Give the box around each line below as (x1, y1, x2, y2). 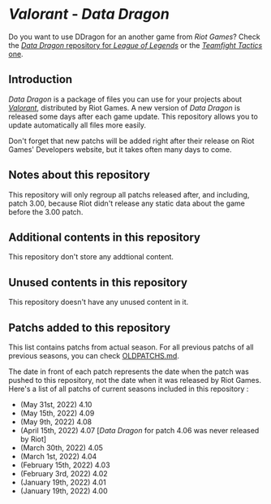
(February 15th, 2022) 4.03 (19, 460, 111, 470)
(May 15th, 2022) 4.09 (19, 408, 95, 418)
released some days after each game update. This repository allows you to (8, 111, 258, 121)
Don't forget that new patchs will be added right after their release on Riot (8, 136, 255, 146)
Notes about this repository (8, 168, 150, 182)
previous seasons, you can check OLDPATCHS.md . (8, 351, 180, 360)
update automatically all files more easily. (8, 119, 147, 130)
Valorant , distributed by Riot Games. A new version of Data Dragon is (8, 102, 241, 112)
